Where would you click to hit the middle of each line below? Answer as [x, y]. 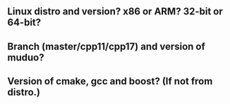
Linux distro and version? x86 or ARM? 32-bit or [115, 12]
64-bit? [24, 23]
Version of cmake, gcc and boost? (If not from [110, 81]
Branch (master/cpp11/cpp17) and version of [107, 46]
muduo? [26, 57]
